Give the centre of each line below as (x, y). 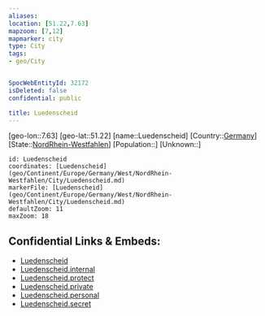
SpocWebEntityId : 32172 (49, 83)
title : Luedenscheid (43, 113)
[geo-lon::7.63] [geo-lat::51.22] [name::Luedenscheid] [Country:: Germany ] (133, 136)
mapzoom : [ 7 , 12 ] (36, 31)
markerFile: (28, 188)
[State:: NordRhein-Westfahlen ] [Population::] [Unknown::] (105, 145)
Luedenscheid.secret (56, 304)
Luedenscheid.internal (58, 270)
